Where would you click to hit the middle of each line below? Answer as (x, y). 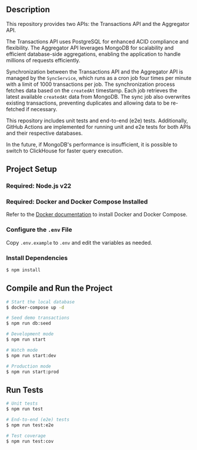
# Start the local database (41, 302)
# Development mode (30, 334)
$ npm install (24, 270)
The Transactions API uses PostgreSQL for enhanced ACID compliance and (98, 41)
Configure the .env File (39, 230)
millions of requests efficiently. (43, 60)
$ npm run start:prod (33, 372)
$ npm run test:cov (30, 441)
